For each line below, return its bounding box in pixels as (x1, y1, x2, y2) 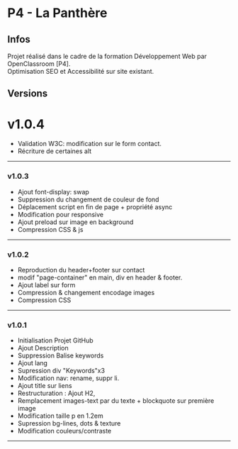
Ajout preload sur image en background (17, 218, 134, 226)
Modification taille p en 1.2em (17, 411, 104, 420)
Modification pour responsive (17, 210, 104, 218)
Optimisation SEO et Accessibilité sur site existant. (7, 67, 154, 75)
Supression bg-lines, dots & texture (17, 419, 121, 428)
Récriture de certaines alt (17, 147, 92, 155)
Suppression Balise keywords (17, 351, 104, 360)
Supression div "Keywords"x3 (17, 367, 105, 375)
